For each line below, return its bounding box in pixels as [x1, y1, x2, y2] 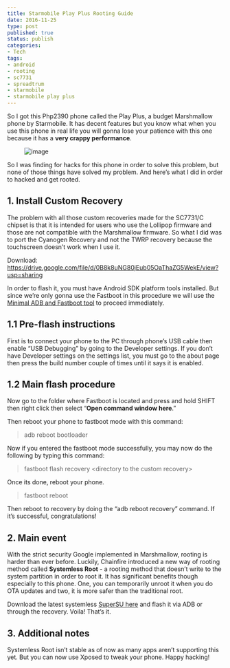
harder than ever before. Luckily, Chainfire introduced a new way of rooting [7, 558, 220, 566]
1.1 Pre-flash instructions [7, 319, 115, 330]
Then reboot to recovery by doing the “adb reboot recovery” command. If [7, 505, 215, 513]
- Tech [7, 49, 26, 56]
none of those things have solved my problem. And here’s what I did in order [7, 168, 223, 176]
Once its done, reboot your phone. [7, 478, 104, 486]
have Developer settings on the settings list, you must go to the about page [7, 352, 220, 360]
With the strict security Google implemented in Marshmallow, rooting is [7, 550, 208, 559]
